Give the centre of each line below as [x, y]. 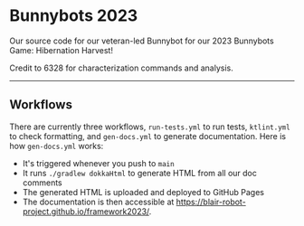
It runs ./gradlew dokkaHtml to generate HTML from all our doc [140, 173]
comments [42, 183]
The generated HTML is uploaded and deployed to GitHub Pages [143, 192]
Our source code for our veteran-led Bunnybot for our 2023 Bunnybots [142, 41]
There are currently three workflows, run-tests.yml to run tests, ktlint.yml [150, 127]
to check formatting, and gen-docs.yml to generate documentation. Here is [148, 136]
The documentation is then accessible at [98, 202]
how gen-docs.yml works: [57, 146]
